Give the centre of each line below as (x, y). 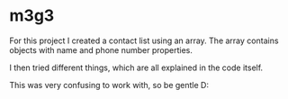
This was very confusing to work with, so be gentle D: (109, 85)
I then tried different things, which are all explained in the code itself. (136, 67)
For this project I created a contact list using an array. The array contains (144, 40)
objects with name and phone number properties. (101, 49)
